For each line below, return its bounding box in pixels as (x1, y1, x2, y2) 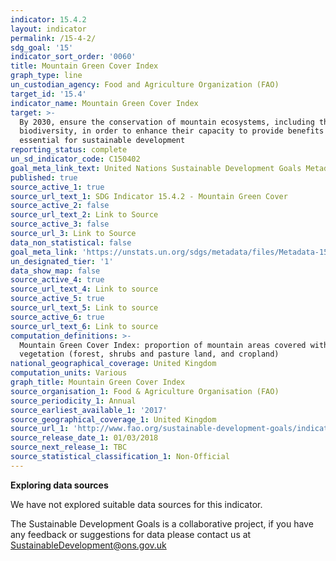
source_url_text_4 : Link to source (10, 284, 159, 295)
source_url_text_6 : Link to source (10, 321, 159, 331)
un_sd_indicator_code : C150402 (10, 154, 141, 164)
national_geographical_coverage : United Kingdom (10, 359, 217, 369)
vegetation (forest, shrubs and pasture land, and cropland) (19, 349, 280, 360)
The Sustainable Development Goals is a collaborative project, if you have (10, 517, 314, 530)
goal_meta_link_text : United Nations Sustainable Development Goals (10, 163, 302, 173)
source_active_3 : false (10, 219, 110, 230)
